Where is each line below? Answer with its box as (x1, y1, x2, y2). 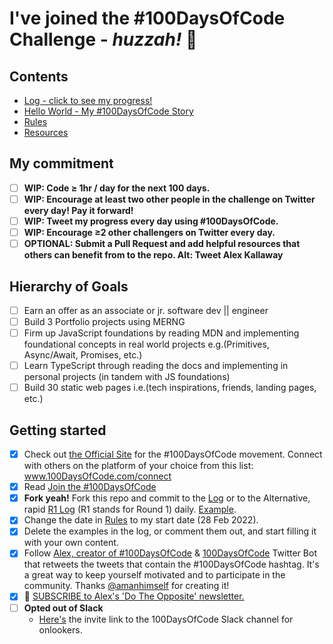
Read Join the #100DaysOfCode (23, 481, 157, 493)
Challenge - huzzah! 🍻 (9, 28, 198, 51)
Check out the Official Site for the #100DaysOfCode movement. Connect (23, 448, 323, 461)
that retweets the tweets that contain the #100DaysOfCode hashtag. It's (23, 558, 320, 571)
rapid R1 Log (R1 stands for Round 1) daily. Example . (23, 503, 237, 516)
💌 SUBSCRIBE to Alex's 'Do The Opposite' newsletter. (23, 590, 245, 602)
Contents (9, 68, 69, 85)
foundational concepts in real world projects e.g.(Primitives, (23, 338, 270, 351)
